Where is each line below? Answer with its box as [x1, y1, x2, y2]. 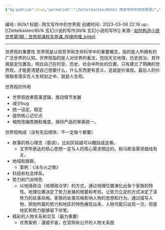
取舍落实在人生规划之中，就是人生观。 [9, 73, 87, 79]
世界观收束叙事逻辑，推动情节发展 [12, 94, 82, 100]
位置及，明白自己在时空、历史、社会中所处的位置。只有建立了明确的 [18, 61, 156, 67]
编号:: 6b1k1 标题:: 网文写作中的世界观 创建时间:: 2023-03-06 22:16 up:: [5, 21, 149, 27]
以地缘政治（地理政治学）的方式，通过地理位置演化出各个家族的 [19, 182, 149, 188]
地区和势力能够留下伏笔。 [19, 207, 72, 213]
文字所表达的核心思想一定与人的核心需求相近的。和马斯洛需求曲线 [19, 145, 153, 151]
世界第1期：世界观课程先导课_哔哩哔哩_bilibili [5, 33, 96, 39]
